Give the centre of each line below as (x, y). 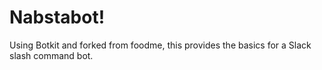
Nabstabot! (57, 17)
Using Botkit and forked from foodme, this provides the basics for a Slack (160, 45)
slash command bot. (51, 55)
